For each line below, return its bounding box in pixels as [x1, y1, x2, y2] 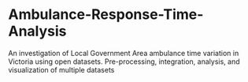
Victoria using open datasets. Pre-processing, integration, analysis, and [8, 57, 240, 66]
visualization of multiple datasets [8, 65, 115, 74]
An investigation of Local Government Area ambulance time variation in [8, 48, 239, 58]
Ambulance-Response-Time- [8, 6, 204, 24]
